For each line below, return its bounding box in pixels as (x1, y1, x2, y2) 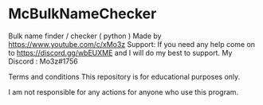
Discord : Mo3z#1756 (8, 56, 78, 66)
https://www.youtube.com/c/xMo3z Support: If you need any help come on (8, 39, 256, 49)
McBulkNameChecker (8, 5, 157, 23)
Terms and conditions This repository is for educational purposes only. (8, 72, 241, 81)
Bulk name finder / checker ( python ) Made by (8, 31, 162, 41)
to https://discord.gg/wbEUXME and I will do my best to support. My (8, 48, 233, 57)
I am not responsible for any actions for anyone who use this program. (8, 87, 239, 96)
